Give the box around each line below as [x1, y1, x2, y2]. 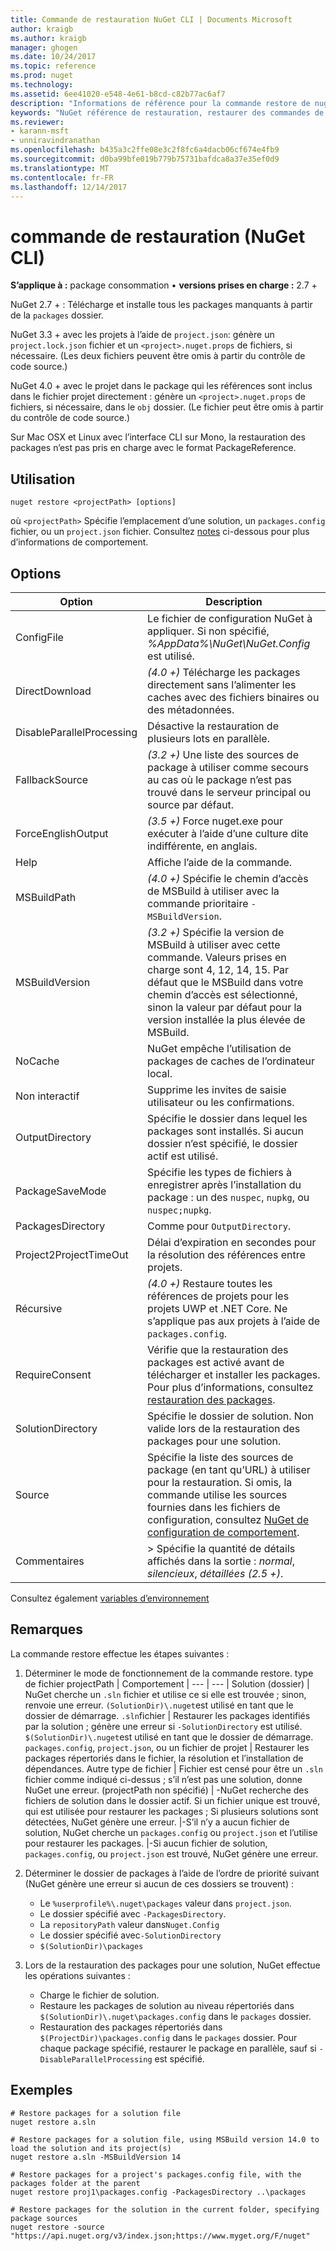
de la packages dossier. [10, 309, 104, 321]
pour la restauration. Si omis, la [147, 1475, 293, 1489]
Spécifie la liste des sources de [147, 1450, 294, 1464]
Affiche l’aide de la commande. [147, 855, 293, 869]
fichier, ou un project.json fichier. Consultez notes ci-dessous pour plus [10, 526, 310, 538]
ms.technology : [10, 80, 74, 90]
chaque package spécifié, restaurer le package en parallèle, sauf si [39, 2042, 317, 2054]
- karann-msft [10, 126, 70, 136]
